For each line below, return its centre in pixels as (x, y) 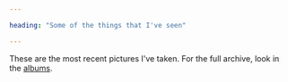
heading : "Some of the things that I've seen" (98, 25)
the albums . (31, 68)
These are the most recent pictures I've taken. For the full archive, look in (144, 58)
